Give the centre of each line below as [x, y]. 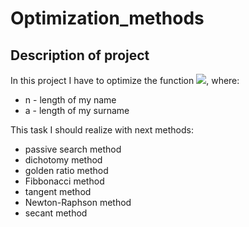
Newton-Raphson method [78, 202]
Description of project [80, 55]
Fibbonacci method [64, 181]
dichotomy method [63, 160]
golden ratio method [66, 170]
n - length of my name [70, 100]
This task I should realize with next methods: [102, 130]
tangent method [58, 191]
